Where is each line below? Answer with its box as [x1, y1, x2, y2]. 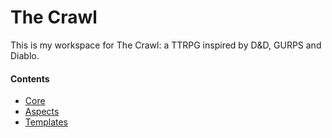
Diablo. [10, 49, 40, 61]
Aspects [24, 106, 60, 118]
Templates [24, 116, 68, 128]
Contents [10, 72, 50, 85]
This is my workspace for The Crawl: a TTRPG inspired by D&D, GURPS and [10, 39, 322, 51]
